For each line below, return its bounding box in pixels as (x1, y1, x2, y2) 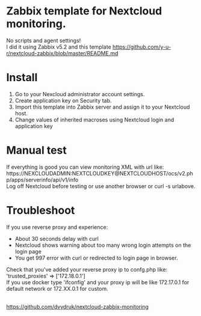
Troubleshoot (6, 204, 75, 217)
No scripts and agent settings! (6, 37, 81, 44)
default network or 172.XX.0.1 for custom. (6, 285, 108, 292)
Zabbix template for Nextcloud (6, 4, 162, 18)
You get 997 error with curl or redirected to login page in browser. (14, 254, 178, 261)
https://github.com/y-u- (112, 43, 172, 50)
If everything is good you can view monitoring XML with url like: (6, 163, 164, 171)
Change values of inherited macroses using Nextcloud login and (14, 116, 175, 123)
